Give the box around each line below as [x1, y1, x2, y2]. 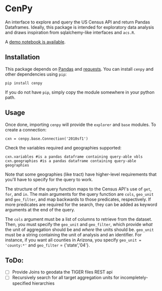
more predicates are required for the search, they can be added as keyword [5, 201, 158, 208]
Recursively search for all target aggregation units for [12, 274, 120, 281]
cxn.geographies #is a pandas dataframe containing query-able [5, 158, 137, 164]
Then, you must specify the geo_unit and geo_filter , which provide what [5, 221, 153, 227]
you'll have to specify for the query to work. [5, 176, 93, 182]
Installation [5, 53, 40, 62]
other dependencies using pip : [5, 71, 67, 77]
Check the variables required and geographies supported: [5, 145, 122, 150]
